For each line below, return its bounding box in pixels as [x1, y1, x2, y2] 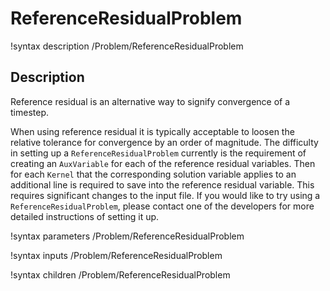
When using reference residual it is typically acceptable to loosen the [10, 125, 295, 137]
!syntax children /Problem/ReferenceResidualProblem [10, 268, 231, 281]
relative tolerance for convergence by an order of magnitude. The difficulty [10, 136, 319, 148]
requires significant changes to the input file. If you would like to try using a [10, 189, 321, 201]
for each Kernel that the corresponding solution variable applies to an [10, 168, 297, 180]
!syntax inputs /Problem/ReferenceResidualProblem [10, 249, 223, 261]
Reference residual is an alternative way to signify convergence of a [10, 95, 291, 107]
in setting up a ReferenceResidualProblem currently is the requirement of [10, 147, 307, 159]
